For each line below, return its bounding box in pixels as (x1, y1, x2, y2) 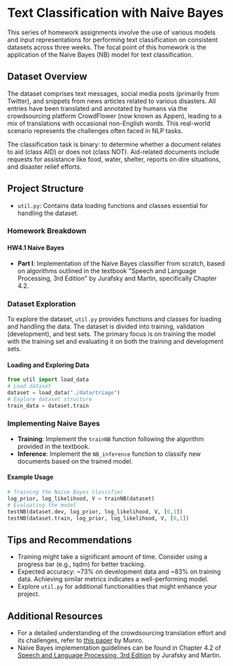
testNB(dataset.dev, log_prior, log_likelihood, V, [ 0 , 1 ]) (7, 508, 183, 515)
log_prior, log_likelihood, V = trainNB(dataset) (7, 495, 155, 502)
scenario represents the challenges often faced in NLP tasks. (7, 126, 183, 134)
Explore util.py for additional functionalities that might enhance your (17, 583, 218, 591)
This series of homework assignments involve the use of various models (7, 28, 216, 36)
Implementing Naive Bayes (7, 419, 100, 429)
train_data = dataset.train (7, 402, 90, 409)
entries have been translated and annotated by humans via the (7, 104, 188, 113)
